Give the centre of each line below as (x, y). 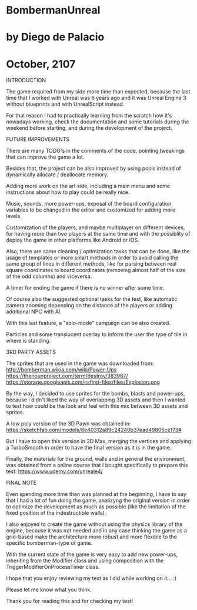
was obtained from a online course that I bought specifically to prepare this (97, 465)
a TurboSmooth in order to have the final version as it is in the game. (89, 448)
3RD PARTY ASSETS (31, 352)
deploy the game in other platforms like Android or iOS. (73, 240)
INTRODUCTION (26, 81)
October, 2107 (41, 64)
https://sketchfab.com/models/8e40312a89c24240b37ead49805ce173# (94, 430)
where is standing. (29, 341)
